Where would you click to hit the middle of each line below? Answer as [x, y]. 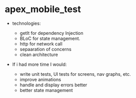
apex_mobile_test [43, 9]
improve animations [40, 79]
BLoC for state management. [50, 38]
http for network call [41, 43]
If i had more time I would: [39, 64]
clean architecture [39, 55]
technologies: [26, 23]
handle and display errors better [53, 85]
